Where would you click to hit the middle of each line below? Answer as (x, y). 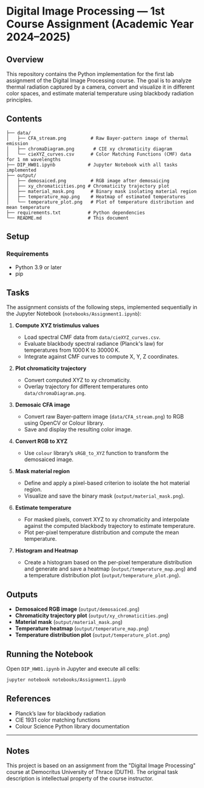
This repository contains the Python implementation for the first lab (90, 74)
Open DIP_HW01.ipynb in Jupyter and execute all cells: (73, 668)
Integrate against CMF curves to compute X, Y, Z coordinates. (101, 357)
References (29, 699)
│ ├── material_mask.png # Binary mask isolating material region (102, 191)
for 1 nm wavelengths (34, 159)
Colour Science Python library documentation (72, 726)
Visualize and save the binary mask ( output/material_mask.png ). (104, 496)
